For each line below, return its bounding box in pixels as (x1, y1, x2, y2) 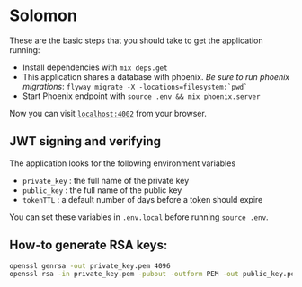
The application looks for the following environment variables (9, 158, 236, 169)
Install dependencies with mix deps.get (22, 62, 168, 73)
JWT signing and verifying (9, 134, 162, 149)
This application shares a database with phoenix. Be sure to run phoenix (22, 71, 290, 82)
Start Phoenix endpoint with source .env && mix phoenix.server (22, 91, 261, 101)
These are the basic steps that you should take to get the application (9, 35, 263, 46)
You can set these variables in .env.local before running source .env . (9, 212, 269, 222)
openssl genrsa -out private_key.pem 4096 (9, 261, 171, 270)
